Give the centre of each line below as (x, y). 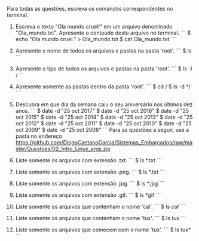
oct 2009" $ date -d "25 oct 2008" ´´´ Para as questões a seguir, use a (102, 130)
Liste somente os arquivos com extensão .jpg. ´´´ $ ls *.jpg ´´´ (90, 183)
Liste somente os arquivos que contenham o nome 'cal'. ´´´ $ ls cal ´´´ (100, 206)
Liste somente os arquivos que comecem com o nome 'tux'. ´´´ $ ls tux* (103, 230)
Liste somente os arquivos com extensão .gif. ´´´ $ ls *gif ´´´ (88, 195)
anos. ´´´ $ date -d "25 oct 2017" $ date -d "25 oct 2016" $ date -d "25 (102, 111)
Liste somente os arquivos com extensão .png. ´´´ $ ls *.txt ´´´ (90, 172)
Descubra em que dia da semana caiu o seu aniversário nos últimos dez (104, 104)
